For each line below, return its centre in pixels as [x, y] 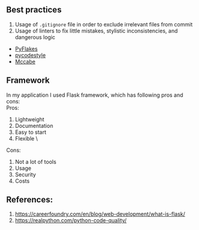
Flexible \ [26, 138]
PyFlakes [26, 49]
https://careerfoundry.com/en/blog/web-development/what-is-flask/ [100, 214]
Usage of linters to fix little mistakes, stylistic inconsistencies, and [96, 31]
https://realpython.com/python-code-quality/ [71, 220]
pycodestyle [30, 55]
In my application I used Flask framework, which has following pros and [95, 95]
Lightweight [29, 119]
